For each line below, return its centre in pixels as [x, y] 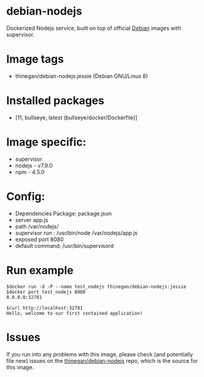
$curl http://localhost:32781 [45, 308]
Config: [26, 196]
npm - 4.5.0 [30, 172]
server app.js [32, 220]
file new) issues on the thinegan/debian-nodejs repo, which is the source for [102, 361]
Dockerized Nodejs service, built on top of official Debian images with [94, 28]
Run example [40, 270]
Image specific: [46, 142]
